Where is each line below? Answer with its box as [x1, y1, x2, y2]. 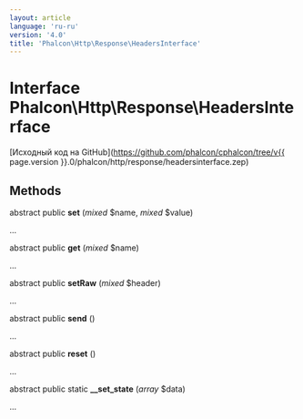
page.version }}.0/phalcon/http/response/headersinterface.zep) [9, 157, 249, 168]
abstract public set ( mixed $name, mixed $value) [9, 207, 194, 218]
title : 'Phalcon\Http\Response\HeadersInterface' [9, 38, 202, 48]
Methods [9, 183, 62, 199]
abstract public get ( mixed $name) [9, 242, 139, 253]
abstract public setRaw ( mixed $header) [9, 278, 161, 288]
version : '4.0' [9, 30, 67, 39]
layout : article [9, 13, 71, 23]
